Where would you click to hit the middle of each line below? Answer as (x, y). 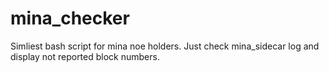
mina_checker (70, 18)
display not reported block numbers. (85, 56)
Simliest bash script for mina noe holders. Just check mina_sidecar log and (165, 46)
